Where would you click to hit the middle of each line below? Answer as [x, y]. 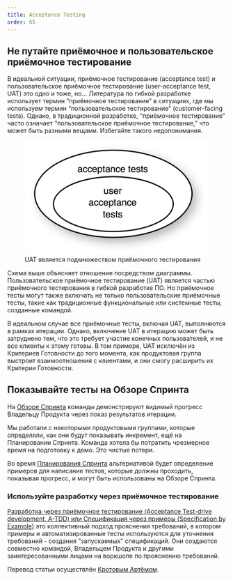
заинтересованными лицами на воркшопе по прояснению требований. [113, 556]
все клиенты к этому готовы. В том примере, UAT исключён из [101, 346]
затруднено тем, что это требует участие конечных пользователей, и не [115, 338]
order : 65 [22, 22]
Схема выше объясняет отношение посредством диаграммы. [100, 273]
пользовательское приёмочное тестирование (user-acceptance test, [109, 86]
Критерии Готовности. [40, 368]
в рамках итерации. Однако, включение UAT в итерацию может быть [111, 331]
